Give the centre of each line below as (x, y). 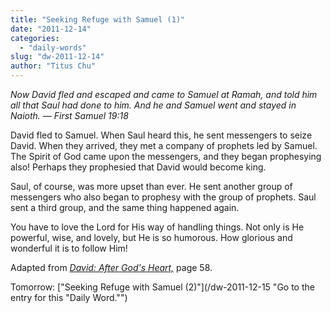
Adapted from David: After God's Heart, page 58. (111, 267)
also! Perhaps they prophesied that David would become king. (138, 167)
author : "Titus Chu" (53, 66)
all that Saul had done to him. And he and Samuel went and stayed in (153, 105)
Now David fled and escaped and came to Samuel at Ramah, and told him (164, 94)
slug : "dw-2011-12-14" (57, 57)
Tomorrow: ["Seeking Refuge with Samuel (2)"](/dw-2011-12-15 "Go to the (162, 287)
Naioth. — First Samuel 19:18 (69, 115)
